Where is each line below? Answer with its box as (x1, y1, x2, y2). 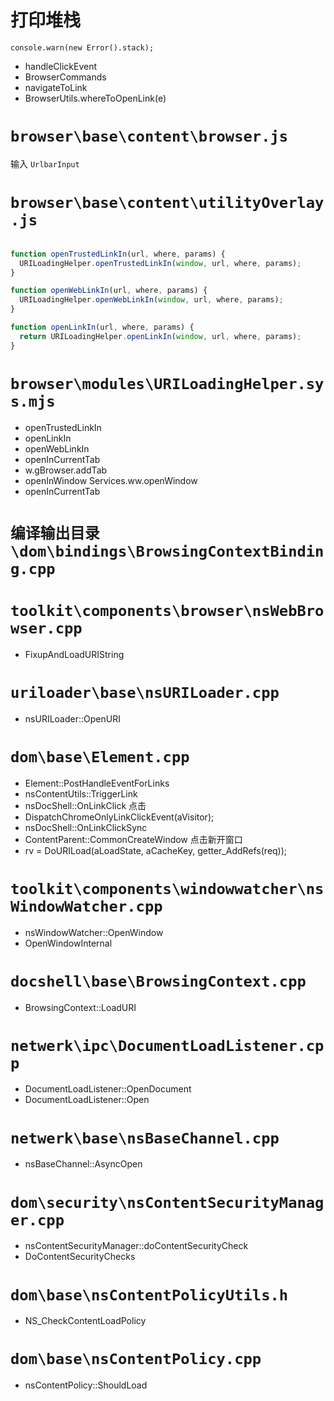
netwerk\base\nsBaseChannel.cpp (10, 1129, 280, 1148)
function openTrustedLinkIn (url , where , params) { (10, 249, 226, 259)
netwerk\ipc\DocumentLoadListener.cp (10, 1036, 325, 1055)
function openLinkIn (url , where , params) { (10, 322, 195, 333)
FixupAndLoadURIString (24, 648, 125, 660)
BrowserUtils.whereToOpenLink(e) (24, 92, 167, 104)
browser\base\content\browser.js (10, 127, 289, 146)
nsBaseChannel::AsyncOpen (24, 1158, 143, 1170)
